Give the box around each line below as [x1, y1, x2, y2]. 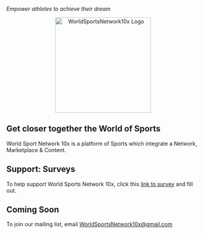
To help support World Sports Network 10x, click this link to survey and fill [6, 180, 193, 188]
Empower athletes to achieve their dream [6, 5, 111, 12]
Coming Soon [6, 205, 59, 215]
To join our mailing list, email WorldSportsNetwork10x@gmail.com [6, 221, 173, 228]
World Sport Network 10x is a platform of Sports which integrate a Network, [6, 140, 197, 147]
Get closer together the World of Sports [6, 123, 161, 134]
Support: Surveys [6, 164, 75, 175]
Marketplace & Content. [6, 146, 66, 153]
